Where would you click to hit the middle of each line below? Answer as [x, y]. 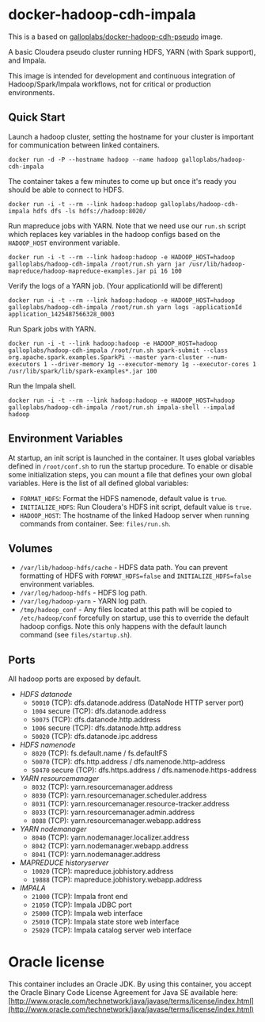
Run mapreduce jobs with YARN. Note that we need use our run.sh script [127, 226]
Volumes [30, 548]
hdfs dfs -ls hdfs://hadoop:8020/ [90, 211]
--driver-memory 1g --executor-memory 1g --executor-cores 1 [153, 364]
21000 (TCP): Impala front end [79, 897]
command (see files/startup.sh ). [76, 635]
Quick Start [37, 118]
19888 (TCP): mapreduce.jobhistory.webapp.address [117, 880]
